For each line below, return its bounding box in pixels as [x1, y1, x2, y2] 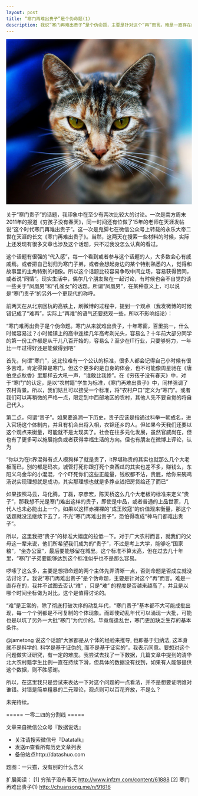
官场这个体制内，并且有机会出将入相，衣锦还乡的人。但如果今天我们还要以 [11, 421, 192, 428]
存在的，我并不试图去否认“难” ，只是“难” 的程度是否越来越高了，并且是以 [11, 582, 189, 589]
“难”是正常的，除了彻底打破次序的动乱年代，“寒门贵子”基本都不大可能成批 [6, 602, 186, 609]
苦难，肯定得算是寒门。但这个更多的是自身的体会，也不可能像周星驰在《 [11, 365, 187, 372]
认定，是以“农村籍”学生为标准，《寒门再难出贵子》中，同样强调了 [31, 379, 189, 386]
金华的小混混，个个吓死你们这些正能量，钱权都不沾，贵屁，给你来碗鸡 [21, 471, 192, 478]
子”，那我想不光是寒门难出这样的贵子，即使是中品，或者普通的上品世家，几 [6, 498, 190, 505]
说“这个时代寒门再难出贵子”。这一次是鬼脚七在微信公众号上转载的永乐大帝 [6, 226, 187, 233]
